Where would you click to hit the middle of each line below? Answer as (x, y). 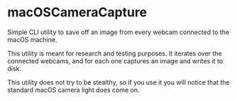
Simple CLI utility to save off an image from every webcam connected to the (118, 32)
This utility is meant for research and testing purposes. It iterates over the (115, 53)
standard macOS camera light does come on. (73, 90)
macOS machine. (33, 39)
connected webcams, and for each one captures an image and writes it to (115, 60)
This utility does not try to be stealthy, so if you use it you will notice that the (119, 82)
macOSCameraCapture (77, 12)
